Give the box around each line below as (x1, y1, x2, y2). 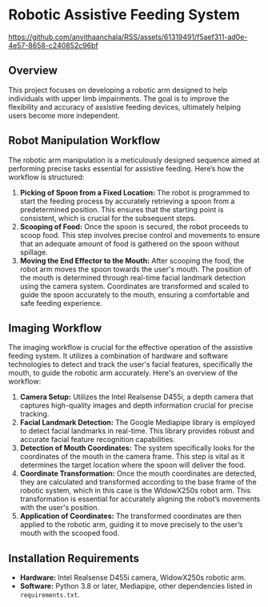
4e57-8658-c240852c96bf (8, 40, 98, 50)
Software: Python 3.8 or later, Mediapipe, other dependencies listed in (19, 581, 253, 591)
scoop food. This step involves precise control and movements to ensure (19, 230, 261, 239)
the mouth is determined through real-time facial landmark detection (19, 272, 246, 282)
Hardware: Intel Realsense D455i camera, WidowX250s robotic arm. (19, 573, 246, 582)
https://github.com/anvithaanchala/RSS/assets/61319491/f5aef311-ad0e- (8, 32, 248, 42)
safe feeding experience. (19, 298, 102, 308)
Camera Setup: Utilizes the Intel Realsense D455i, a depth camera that (19, 392, 254, 402)
